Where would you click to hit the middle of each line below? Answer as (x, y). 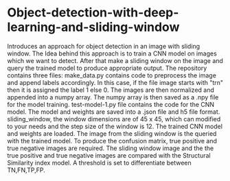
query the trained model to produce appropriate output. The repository (107, 68)
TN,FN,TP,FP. (26, 170)
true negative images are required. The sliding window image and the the (111, 148)
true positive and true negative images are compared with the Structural (109, 155)
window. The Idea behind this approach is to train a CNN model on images (112, 53)
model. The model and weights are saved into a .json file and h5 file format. (114, 112)
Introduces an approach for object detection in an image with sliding (104, 46)
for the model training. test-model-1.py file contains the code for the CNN (111, 104)
